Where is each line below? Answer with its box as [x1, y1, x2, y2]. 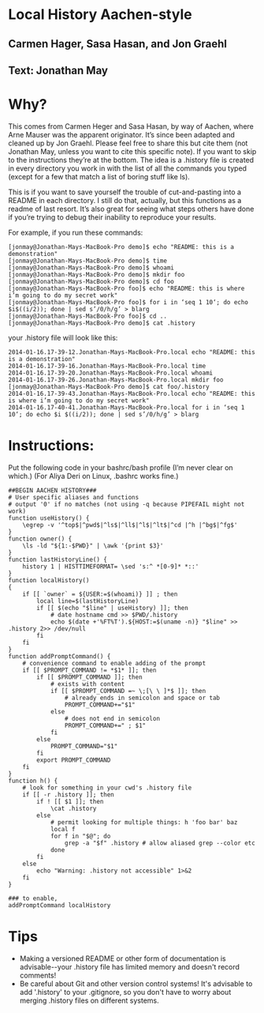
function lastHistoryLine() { [8, 555, 108, 563]
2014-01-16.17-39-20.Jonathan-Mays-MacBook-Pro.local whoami [8, 369, 214, 377]
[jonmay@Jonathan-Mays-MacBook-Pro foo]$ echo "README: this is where [8, 284, 245, 292]
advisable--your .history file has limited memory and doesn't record [19, 962, 240, 971]
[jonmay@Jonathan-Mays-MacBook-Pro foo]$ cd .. [8, 312, 168, 320]
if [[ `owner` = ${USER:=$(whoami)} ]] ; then [22, 590, 178, 598]
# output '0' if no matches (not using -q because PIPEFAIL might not [8, 500, 245, 508]
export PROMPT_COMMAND [36, 756, 111, 764]
